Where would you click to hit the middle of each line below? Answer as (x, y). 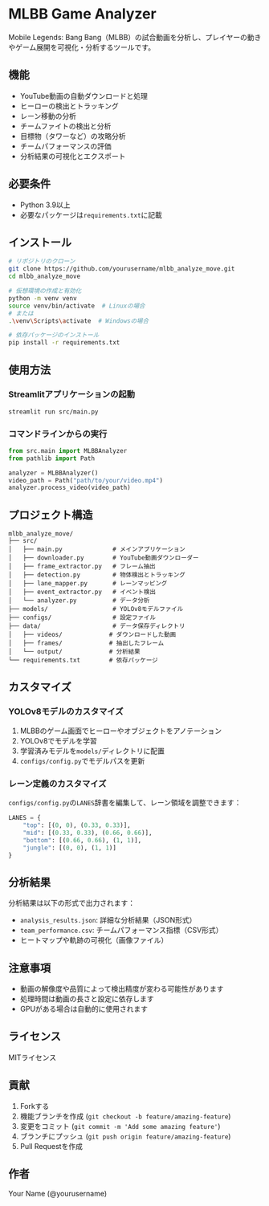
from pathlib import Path (51, 458)
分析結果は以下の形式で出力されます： (71, 903)
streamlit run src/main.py (53, 412)
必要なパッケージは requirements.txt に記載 (91, 214)
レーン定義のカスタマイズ (57, 784)
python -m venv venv (43, 298)
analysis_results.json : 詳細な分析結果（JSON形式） (108, 920)
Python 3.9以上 (45, 205)
